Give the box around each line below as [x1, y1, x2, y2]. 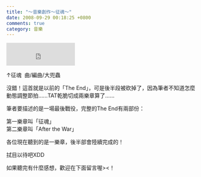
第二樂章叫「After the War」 [6, 125, 77, 133]
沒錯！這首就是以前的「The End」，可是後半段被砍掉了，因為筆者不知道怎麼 [6, 85, 196, 92]
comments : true [6, 20, 45, 26]
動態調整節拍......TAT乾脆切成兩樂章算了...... [6, 92, 115, 99]
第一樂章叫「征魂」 [6, 118, 55, 125]
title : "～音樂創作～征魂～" [6, 9, 72, 15]
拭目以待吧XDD [6, 151, 44, 159]
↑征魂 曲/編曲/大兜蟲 [6, 71, 61, 79]
